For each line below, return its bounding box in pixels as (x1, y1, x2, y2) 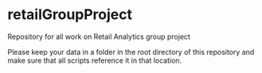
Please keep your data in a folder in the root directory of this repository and (7, 47, 255, 56)
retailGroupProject (7, 6, 133, 24)
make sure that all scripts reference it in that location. (7, 56, 182, 65)
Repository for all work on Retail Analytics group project (7, 32, 190, 41)
